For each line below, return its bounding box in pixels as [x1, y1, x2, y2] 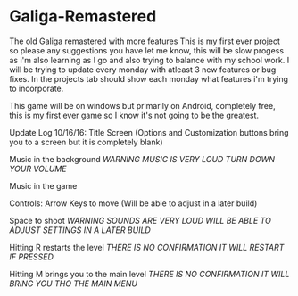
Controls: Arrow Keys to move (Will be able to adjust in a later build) [9, 198, 258, 209]
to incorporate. [9, 83, 64, 94]
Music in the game [9, 180, 78, 191]
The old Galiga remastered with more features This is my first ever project [9, 36, 281, 46]
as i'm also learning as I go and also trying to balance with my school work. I [9, 54, 290, 65]
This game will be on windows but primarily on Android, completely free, [9, 100, 276, 111]
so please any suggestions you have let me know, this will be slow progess [9, 45, 284, 55]
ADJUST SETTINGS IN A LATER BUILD [9, 225, 152, 235]
